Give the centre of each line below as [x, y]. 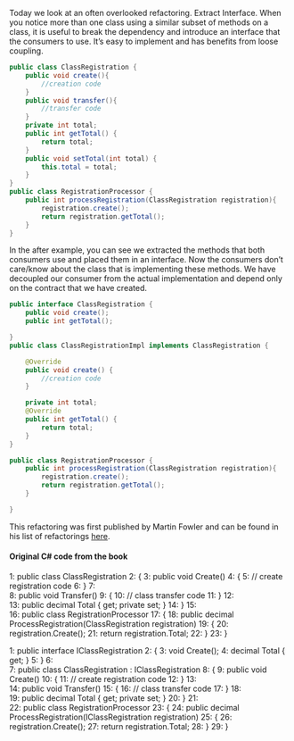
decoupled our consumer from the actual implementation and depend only [146, 279]
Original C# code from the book [69, 556]
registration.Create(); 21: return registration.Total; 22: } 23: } [118, 633]
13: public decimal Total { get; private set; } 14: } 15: [103, 604]
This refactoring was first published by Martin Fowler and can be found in [144, 527]
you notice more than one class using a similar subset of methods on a [139, 22]
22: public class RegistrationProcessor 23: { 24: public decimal [124, 707]
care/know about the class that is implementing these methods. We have [143, 269]
